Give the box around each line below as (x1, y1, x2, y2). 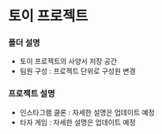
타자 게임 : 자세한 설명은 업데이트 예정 (19, 117, 136, 127)
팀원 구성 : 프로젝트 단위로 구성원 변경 (19, 66, 136, 76)
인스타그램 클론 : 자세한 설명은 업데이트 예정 (19, 107, 156, 117)
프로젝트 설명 (8, 88, 55, 99)
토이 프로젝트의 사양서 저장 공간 (19, 57, 117, 66)
